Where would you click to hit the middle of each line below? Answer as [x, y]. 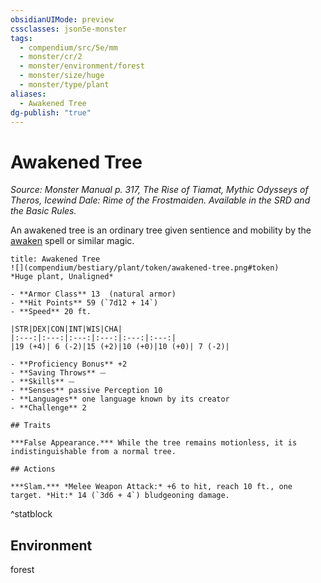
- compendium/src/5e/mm [68, 47]
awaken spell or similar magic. [72, 241]
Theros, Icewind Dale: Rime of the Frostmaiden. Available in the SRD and [160, 200]
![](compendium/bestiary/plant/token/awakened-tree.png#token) [145, 268]
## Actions [33, 469]
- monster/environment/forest [82, 66]
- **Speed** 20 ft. [51, 312]
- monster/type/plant [64, 85]
